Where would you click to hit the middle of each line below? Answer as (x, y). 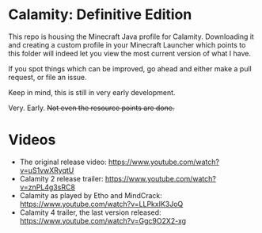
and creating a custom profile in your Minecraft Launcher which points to (127, 44)
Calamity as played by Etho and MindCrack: (91, 195)
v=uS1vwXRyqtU (47, 170)
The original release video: (63, 162)
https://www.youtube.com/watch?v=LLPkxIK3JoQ (101, 204)
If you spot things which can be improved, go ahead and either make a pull (130, 68)
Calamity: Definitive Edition (100, 15)
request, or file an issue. (47, 77)
